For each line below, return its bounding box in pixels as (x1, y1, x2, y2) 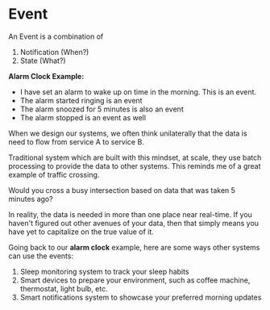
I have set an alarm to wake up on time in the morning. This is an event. (19, 86, 256, 97)
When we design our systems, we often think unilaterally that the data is (8, 128, 247, 138)
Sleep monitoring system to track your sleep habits (19, 266, 189, 276)
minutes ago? (8, 194, 54, 203)
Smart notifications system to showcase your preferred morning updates (19, 292, 262, 302)
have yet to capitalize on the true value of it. (8, 227, 155, 237)
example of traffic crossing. (8, 170, 100, 179)
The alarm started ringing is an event (19, 95, 143, 105)
